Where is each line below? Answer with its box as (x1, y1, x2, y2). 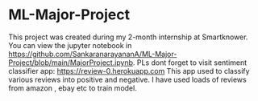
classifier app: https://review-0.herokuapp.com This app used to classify (8, 66, 250, 75)
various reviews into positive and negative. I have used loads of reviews (8, 75, 248, 84)
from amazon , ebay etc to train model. (8, 83, 137, 93)
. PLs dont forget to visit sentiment (132, 58, 248, 67)
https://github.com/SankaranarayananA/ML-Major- (8, 49, 177, 59)
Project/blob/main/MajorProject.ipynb (8, 58, 134, 67)
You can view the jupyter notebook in (8, 40, 132, 50)
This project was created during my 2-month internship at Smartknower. (8, 32, 248, 42)
